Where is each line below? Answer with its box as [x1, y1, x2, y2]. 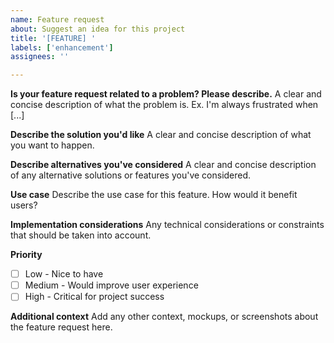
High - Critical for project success [24, 291, 165, 303]
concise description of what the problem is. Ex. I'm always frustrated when [10, 99, 319, 111]
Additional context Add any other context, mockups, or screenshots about [10, 311, 319, 323]
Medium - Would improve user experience [24, 279, 199, 291]
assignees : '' [10, 52, 70, 62]
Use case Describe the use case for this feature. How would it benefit [10, 189, 298, 201]
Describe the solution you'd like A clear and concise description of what [10, 129, 312, 141]
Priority [10, 249, 43, 261]
